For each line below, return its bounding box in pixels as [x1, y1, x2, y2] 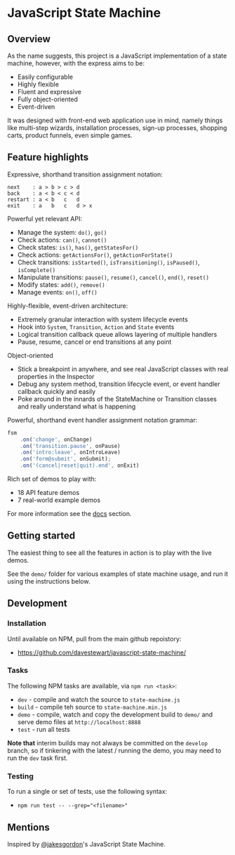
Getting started [7, 529, 76, 542]
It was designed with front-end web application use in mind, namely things [7, 116, 223, 124]
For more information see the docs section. [7, 510, 132, 518]
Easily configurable [17, 72, 74, 81]
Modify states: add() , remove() [17, 280, 105, 289]
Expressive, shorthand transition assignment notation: [7, 170, 163, 179]
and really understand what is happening [17, 402, 136, 411]
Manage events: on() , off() [17, 288, 98, 296]
